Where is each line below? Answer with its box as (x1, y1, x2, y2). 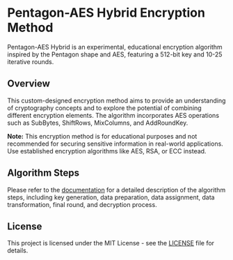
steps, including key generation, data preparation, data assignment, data (7, 193, 215, 201)
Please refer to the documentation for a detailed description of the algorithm (7, 185, 226, 194)
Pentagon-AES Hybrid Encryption (7, 5, 205, 21)
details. (7, 246, 29, 255)
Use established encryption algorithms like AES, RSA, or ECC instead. (7, 146, 207, 155)
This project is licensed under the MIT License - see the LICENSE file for (7, 239, 214, 247)
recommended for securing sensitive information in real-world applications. (7, 139, 224, 148)
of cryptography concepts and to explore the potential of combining (7, 103, 202, 112)
